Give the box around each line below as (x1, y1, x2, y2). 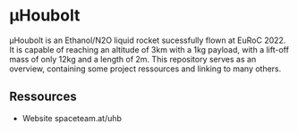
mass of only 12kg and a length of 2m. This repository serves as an (9, 54, 257, 64)
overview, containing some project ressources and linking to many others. (9, 63, 282, 74)
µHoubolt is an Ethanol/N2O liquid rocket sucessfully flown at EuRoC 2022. (9, 35, 286, 45)
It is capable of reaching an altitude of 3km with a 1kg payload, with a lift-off (9, 44, 289, 54)
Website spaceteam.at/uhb (21, 112, 123, 123)
